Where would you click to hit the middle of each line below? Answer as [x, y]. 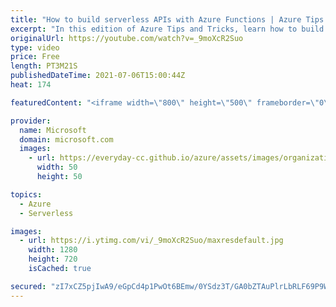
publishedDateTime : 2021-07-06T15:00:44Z [98, 76]
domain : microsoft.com [66, 139]
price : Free [35, 57]
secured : [28, 286]
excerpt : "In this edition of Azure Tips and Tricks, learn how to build [167, 29]
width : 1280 [53, 250]
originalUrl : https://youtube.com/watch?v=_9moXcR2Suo [127, 38]
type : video [35, 47]
